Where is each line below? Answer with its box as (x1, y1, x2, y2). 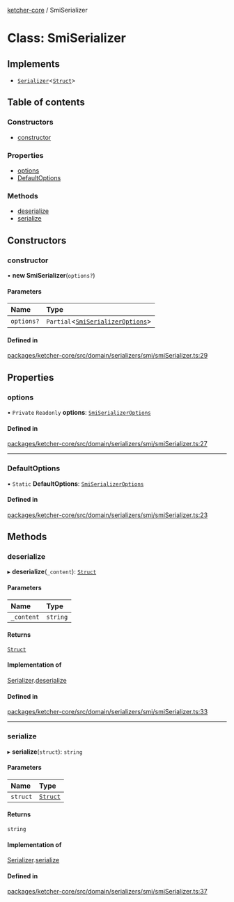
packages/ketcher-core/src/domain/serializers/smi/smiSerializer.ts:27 (7, 440, 208, 448)
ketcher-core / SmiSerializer (7, 6, 88, 14)
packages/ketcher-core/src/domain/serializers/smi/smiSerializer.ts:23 (7, 511, 208, 519)
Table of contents (7, 97, 85, 109)
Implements (7, 58, 61, 70)
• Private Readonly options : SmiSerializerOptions (7, 409, 151, 417)
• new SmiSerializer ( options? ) (7, 271, 95, 279)
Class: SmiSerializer (7, 31, 127, 46)
